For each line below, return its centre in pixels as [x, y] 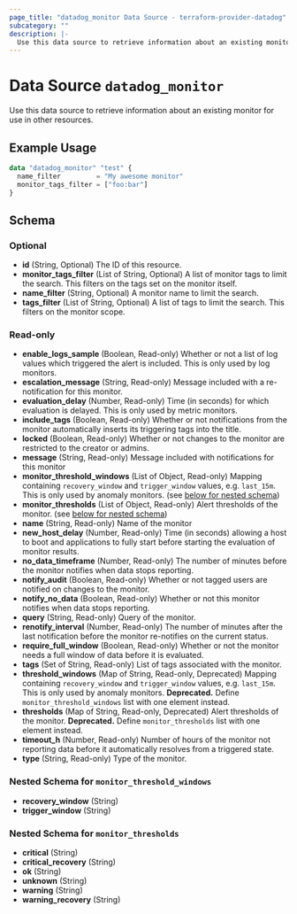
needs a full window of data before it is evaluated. [113, 655]
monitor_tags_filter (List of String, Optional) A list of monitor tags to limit [154, 275]
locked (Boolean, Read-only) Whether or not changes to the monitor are [153, 438]
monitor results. [50, 552]
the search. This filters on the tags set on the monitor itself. [129, 283]
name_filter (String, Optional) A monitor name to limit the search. [140, 293]
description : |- [39, 34]
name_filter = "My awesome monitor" [100, 176]
